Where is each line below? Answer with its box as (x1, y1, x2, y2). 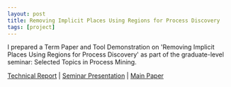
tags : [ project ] (7, 23, 55, 30)
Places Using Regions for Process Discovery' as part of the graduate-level (7, 50, 225, 59)
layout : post (7, 10, 46, 18)
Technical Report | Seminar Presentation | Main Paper (7, 71, 164, 80)
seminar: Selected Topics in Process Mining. (7, 58, 137, 66)
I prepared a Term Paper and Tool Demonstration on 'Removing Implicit (7, 43, 215, 52)
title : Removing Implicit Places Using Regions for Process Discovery (7, 17, 220, 24)
